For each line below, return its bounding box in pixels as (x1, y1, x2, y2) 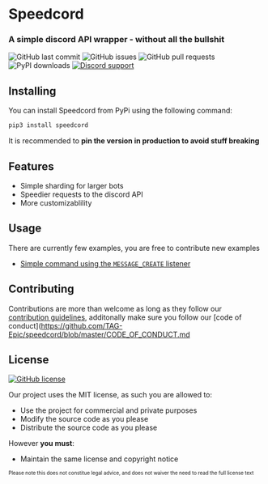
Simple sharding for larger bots (19, 180, 124, 190)
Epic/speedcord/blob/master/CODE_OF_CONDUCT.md (8, 329, 190, 339)
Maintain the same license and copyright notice (19, 454, 179, 464)
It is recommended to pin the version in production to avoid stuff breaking (8, 136, 260, 146)
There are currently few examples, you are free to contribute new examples (8, 243, 261, 253)
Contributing (8, 282, 74, 296)
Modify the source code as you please (19, 414, 149, 424)
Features (8, 159, 54, 173)
